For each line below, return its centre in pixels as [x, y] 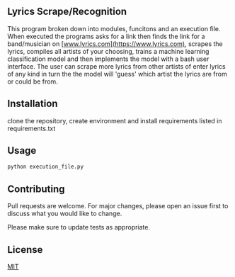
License [25, 250]
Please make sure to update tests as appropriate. [79, 227]
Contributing [36, 189]
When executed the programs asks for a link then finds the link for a [106, 36]
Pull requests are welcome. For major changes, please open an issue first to [118, 206]
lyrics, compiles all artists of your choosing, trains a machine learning [108, 51]
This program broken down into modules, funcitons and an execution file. [114, 28]
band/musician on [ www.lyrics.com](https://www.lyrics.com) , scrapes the [115, 44]
